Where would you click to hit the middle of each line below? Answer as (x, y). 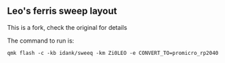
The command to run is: (41, 41)
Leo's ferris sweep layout (62, 11)
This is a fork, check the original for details (67, 27)
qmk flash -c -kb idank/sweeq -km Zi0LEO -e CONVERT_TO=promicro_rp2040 (113, 53)
